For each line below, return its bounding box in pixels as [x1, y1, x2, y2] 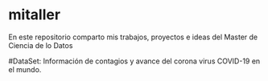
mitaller [8, 6, 61, 24]
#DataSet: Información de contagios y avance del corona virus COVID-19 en [8, 56, 261, 66]
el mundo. [8, 64, 42, 74]
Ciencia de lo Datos [8, 40, 73, 50]
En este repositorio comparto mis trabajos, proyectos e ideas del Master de [8, 32, 258, 42]
